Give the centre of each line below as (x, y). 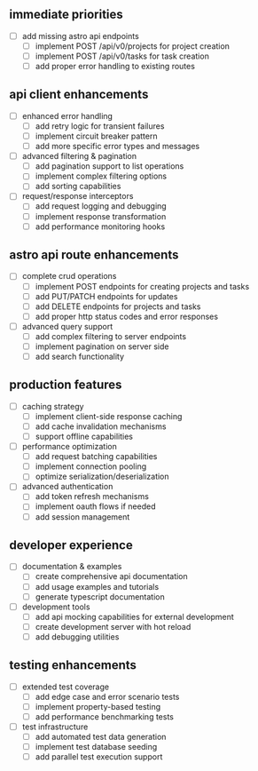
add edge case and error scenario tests (107, 696)
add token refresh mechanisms (92, 497)
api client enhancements (79, 95)
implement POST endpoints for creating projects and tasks (142, 286)
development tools (56, 607)
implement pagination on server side (102, 346)
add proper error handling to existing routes (115, 66)
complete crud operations (69, 276)
